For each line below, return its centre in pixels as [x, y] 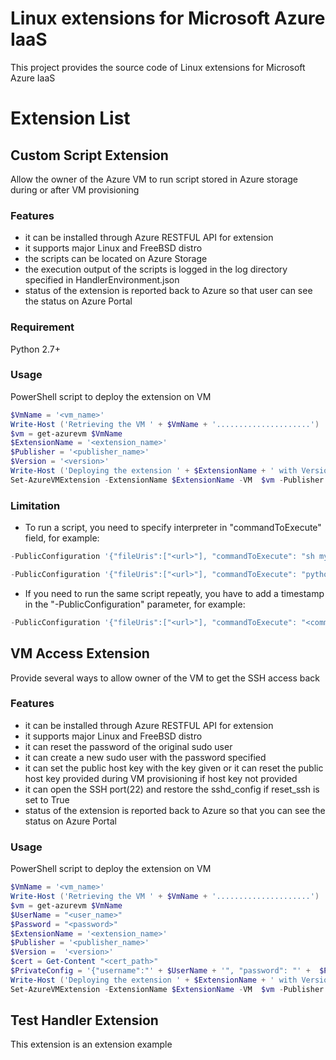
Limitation [35, 505]
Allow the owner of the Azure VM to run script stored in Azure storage [154, 179]
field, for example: [62, 538]
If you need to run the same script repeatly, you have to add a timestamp [174, 593]
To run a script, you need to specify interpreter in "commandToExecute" [173, 528]
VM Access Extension [80, 653]
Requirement [42, 327]
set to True [47, 799]
